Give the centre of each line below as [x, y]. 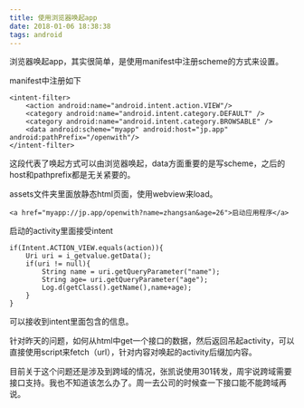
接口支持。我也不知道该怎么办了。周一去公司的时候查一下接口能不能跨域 [144, 383]
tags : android [36, 34]
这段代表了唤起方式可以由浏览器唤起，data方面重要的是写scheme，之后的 [147, 163]
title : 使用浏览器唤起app [53, 18]
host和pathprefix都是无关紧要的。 [72, 175]
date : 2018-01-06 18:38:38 [60, 26]
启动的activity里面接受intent [61, 231]
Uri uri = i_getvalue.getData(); [89, 256]
